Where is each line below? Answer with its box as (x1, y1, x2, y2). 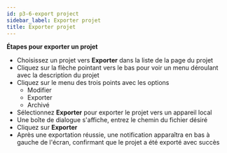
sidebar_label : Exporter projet (6, 17, 101, 24)
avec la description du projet (16, 71, 99, 79)
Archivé (27, 101, 50, 109)
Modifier (27, 86, 52, 95)
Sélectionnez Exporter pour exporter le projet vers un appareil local (16, 108, 212, 117)
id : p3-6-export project (6, 10, 79, 18)
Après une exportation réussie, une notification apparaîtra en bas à (16, 131, 210, 139)
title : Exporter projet (6, 23, 76, 30)
